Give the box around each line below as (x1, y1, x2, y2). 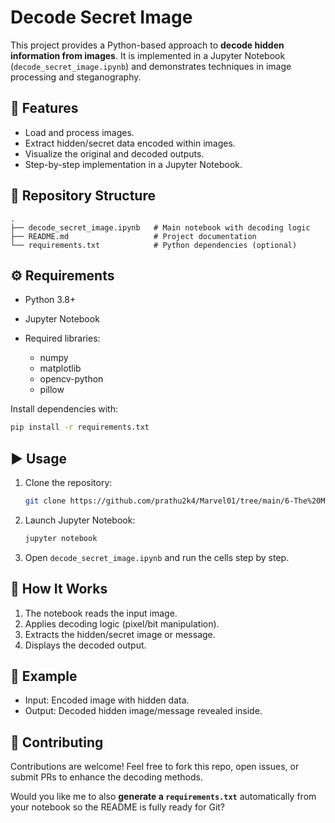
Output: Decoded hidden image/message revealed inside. (24, 705, 263, 717)
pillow (39, 384, 65, 396)
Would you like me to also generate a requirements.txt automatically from (10, 791, 317, 803)
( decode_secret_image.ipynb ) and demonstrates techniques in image (10, 60, 292, 72)
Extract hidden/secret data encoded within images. (24, 137, 236, 149)
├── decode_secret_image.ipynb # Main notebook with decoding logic (10, 222, 311, 233)
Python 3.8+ (24, 294, 77, 306)
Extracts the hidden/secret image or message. (24, 628, 216, 640)
